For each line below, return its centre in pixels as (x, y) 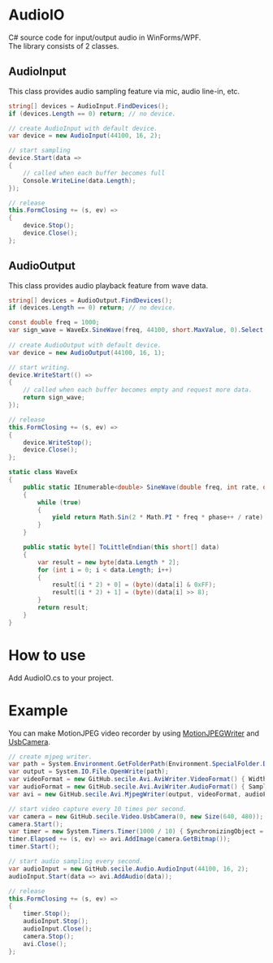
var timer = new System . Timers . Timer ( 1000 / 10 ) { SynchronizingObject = (136, 831)
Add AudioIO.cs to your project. (61, 678)
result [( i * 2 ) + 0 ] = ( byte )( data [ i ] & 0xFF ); (134, 585)
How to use (47, 655)
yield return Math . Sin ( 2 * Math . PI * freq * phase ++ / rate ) (158, 517)
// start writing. (39, 367)
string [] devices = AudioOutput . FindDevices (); (91, 300)
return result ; (63, 608)
